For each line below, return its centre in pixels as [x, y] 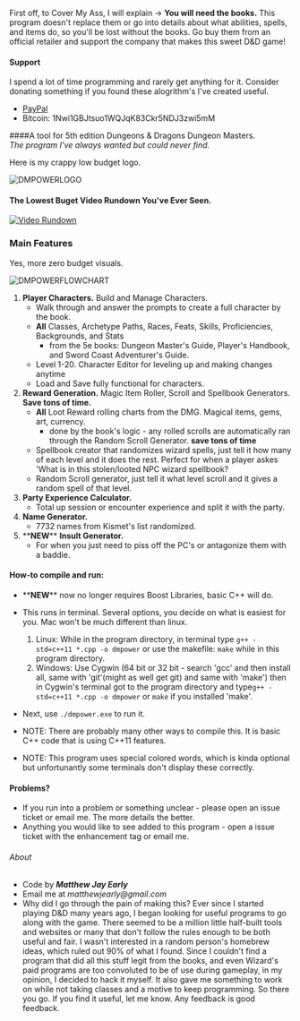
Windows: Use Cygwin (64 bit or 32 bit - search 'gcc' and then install [163, 667]
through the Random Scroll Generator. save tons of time [153, 440]
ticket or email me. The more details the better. [108, 818]
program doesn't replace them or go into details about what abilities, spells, [149, 22]
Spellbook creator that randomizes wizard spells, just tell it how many [163, 450]
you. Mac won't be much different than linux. [105, 622]
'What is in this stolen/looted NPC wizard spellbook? [132, 468]
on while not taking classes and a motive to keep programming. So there [155, 990]
